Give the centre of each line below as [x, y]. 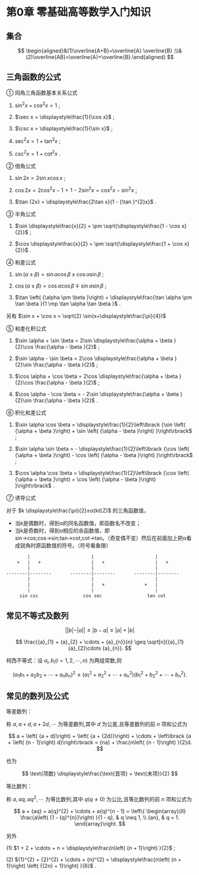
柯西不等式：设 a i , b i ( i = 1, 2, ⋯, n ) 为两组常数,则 [64, 661]
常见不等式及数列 [37, 616]
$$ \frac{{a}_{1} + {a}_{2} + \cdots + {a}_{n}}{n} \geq [81, 642]
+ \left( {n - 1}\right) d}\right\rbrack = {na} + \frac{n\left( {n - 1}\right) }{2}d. [100, 742]
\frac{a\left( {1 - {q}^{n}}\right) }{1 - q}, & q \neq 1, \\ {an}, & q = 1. [100, 817]
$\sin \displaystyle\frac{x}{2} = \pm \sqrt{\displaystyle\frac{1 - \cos [97, 226]
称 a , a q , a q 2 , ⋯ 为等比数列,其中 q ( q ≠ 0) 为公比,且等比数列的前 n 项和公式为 [99, 799]
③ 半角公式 [21, 214]
